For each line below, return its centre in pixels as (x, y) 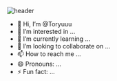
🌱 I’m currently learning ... (54, 39)
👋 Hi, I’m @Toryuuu (44, 24)
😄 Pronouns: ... (39, 64)
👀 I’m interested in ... (46, 31)
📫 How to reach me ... (49, 54)
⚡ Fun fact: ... (36, 72)
